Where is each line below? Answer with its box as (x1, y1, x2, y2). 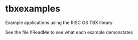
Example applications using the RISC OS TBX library (5, 19, 113, 25)
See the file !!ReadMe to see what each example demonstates (5, 29, 133, 35)
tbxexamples (5, 3, 60, 14)
